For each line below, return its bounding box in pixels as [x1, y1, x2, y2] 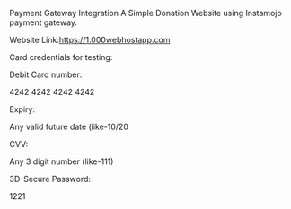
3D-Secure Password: [9, 174, 92, 184]
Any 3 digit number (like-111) [9, 156, 114, 167]
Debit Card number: [9, 69, 83, 80]
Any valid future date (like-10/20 [9, 121, 128, 132]
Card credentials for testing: [9, 52, 113, 62]
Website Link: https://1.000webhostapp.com [9, 35, 171, 45]
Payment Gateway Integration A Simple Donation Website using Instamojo [9, 8, 283, 18]
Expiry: [9, 104, 36, 115]
